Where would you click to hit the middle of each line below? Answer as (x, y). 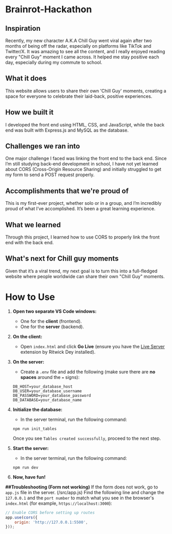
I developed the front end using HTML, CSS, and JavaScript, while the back (85, 124)
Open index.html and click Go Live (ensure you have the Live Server (93, 346)
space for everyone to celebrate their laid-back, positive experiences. (79, 96)
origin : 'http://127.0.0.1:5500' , (51, 522)
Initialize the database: (38, 409)
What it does (26, 79)
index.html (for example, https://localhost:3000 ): (59, 503)
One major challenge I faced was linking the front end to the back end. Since (86, 158)
